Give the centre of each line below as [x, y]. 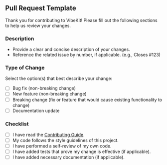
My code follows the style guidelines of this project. [65, 140]
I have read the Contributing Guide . [48, 134]
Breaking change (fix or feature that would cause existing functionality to [87, 99]
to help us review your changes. [38, 25]
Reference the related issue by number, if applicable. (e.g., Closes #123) [86, 55]
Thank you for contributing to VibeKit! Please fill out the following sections [82, 20]
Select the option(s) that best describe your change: [59, 78]
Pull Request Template [41, 8]
